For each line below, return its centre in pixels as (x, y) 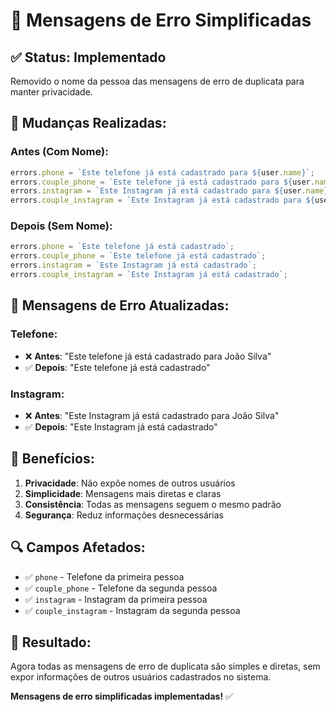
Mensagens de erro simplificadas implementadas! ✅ (121, 696)
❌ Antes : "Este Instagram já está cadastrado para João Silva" (152, 415)
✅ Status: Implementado (88, 57)
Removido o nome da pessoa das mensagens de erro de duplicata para (157, 81)
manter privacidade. (51, 92)
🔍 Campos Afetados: (78, 547)
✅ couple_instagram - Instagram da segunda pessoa (132, 610)
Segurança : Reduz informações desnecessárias (124, 515)
